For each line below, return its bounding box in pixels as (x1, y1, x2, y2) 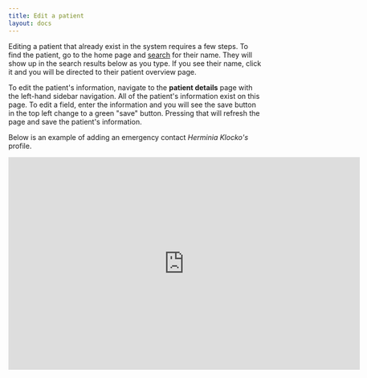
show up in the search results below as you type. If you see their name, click (8, 58, 262, 68)
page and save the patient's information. (8, 117, 142, 126)
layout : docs (8, 19, 52, 27)
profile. (8, 141, 32, 150)
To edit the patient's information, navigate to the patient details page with (8, 82, 253, 92)
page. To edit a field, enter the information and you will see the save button (8, 100, 257, 109)
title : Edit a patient (8, 11, 84, 20)
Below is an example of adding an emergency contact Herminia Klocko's (8, 132, 249, 142)
